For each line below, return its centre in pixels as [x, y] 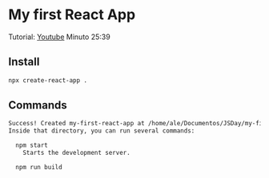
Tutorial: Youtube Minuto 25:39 [59, 37]
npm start [32, 145]
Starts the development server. [76, 153]
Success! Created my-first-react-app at [77, 124]
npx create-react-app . [48, 80]
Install [24, 62]
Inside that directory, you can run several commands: [102, 131]
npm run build [39, 167]
